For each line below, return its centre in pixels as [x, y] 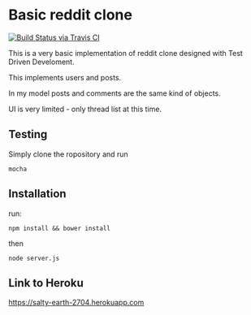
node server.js [34, 258]
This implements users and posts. [65, 77]
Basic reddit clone [70, 15]
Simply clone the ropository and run [68, 154]
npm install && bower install [60, 228]
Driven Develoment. [41, 62]
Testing [28, 134]
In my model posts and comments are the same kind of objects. [115, 93]
